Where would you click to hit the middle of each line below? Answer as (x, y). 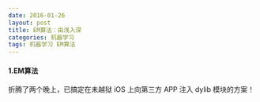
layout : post (30, 23)
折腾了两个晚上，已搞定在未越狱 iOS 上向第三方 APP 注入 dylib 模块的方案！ (132, 89)
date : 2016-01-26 (37, 15)
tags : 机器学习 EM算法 (42, 45)
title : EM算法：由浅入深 (45, 30)
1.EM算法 (23, 71)
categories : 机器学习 (41, 37)
